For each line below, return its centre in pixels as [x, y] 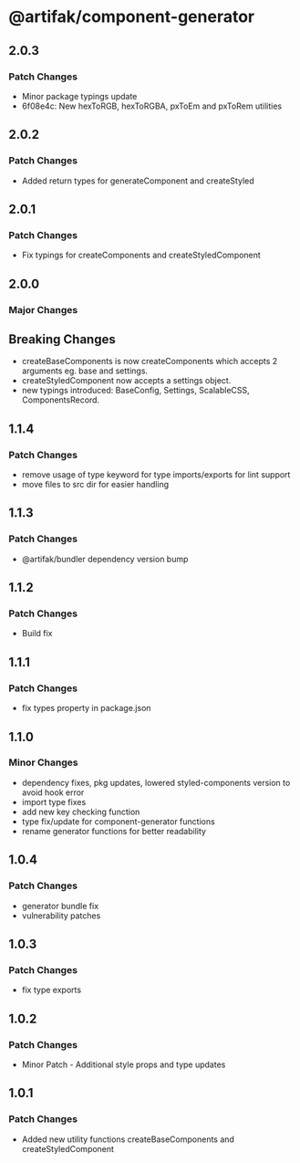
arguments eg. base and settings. [84, 371]
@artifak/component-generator [132, 17]
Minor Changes [43, 762]
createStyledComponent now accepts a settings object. [126, 381]
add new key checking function [81, 812]
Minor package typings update [79, 96]
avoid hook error [53, 792]
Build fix [37, 634]
